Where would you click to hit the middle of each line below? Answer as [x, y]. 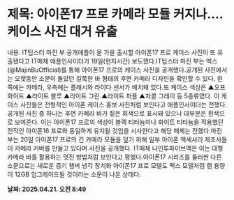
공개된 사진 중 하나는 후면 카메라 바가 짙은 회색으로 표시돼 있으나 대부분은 [107, 113]
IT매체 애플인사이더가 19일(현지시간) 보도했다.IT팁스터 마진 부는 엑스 [124, 61]
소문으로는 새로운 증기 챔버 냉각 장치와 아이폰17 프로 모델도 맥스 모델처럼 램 [110, 165]
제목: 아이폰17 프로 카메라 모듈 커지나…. [115, 14]
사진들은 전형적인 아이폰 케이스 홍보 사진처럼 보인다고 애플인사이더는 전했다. [124, 105]
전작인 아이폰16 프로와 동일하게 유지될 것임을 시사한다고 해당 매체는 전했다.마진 [115, 130]
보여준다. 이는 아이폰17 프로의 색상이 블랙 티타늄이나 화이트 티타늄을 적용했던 [119, 122]
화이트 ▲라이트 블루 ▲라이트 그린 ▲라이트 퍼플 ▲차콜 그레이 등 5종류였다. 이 [114, 95]
